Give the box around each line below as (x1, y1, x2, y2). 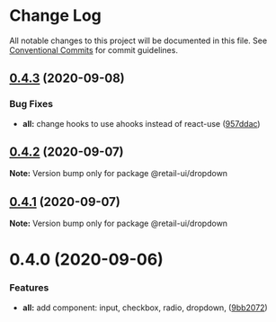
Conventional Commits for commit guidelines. (9, 44, 178, 55)
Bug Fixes (9, 98, 54, 111)
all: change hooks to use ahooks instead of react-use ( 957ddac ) (22, 118, 261, 129)
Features (9, 282, 49, 294)
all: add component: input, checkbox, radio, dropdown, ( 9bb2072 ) (22, 302, 268, 313)
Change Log (9, 5, 102, 26)
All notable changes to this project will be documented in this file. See (9, 35, 268, 46)
